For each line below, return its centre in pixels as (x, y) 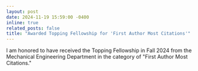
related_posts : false (33, 28)
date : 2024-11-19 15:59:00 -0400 (48, 17)
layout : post (22, 12)
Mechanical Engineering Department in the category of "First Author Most (97, 57)
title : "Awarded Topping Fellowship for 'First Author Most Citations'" (98, 34)
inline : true (22, 22)
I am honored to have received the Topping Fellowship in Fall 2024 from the (99, 50)
